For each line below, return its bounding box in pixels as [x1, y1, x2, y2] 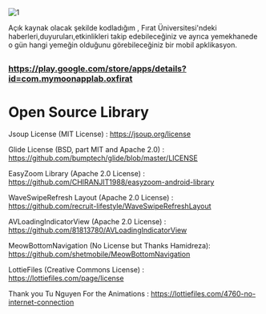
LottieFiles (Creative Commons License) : [8, 265, 145, 275]
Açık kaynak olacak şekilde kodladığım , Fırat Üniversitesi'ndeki [8, 23, 218, 32]
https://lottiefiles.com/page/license [8, 273, 124, 284]
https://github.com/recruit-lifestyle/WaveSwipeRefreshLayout [8, 201, 212, 211]
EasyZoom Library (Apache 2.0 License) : [8, 169, 146, 179]
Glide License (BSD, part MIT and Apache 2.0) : [8, 145, 165, 155]
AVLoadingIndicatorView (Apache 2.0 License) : [8, 217, 167, 227]
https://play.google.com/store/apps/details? [8, 63, 187, 74]
